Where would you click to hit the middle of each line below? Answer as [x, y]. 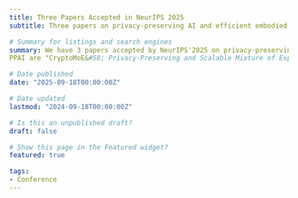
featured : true [37, 155]
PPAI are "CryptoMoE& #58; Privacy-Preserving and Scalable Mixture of [142, 59]
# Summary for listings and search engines [91, 42]
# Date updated [37, 99]
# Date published [41, 75]
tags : [19, 171]
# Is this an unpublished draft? [71, 123]
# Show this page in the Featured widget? [89, 147]
